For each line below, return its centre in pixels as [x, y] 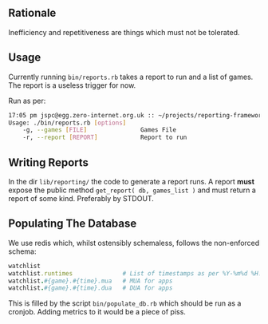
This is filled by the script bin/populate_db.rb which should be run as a [125, 303]
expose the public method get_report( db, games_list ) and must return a [132, 190]
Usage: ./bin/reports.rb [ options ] [67, 123]
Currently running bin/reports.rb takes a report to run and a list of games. [131, 77]
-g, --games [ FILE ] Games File [100, 130]
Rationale [32, 13]
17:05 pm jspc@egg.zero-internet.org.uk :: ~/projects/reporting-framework [137, 115]
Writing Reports [49, 162]
